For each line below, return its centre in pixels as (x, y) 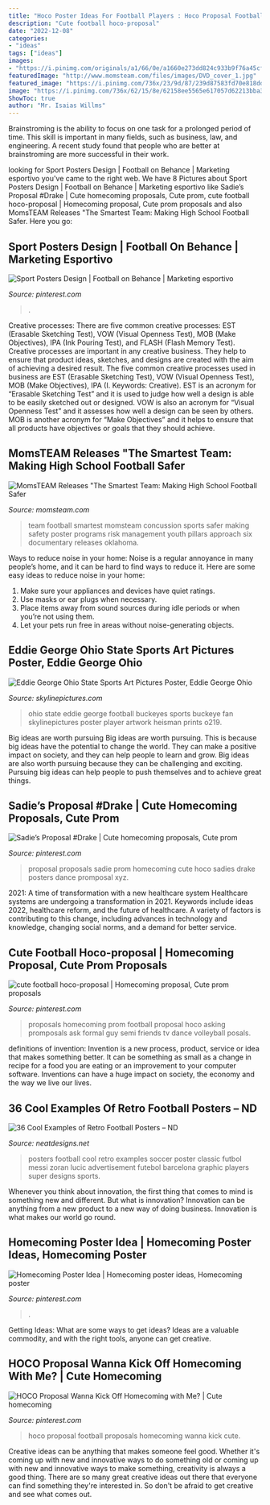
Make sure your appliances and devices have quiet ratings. (117, 591)
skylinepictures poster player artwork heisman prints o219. (125, 722)
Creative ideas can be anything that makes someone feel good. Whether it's (134, 1451)
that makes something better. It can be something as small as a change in (130, 1057)
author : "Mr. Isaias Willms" (57, 106)
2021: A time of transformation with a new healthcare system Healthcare (128, 893)
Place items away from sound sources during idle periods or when (130, 607)
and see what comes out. (50, 1494)
